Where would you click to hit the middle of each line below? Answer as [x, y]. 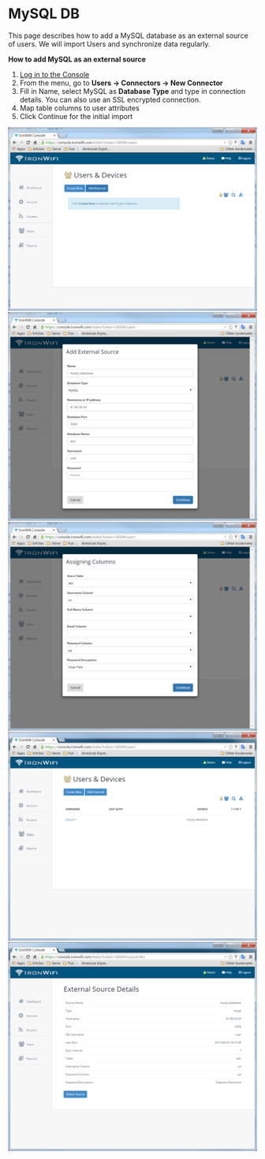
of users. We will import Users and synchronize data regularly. [109, 43]
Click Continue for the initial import [76, 116]
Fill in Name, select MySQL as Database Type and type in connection [132, 91]
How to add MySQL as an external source [77, 59]
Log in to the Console [54, 74]
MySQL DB [44, 14]
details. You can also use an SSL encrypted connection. [110, 99]
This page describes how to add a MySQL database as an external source [128, 35]
